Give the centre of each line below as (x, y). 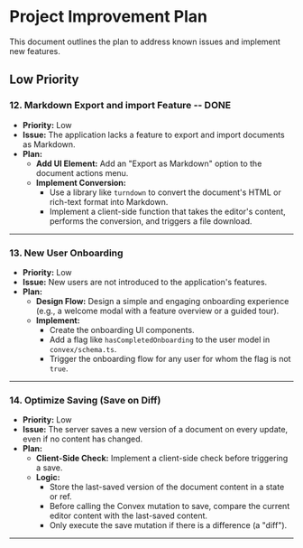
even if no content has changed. (83, 439)
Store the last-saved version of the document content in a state (167, 487)
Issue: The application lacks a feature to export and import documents (154, 135)
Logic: (48, 478)
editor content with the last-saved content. (129, 515)
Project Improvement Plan (109, 17)
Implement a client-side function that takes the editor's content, (167, 211)
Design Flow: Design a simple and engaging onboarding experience (162, 301)
